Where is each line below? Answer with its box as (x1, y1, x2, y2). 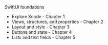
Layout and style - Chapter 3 (11, 24, 70, 30)
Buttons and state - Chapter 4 (11, 29, 72, 35)
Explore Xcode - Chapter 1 (11, 14, 65, 19)
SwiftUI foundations (4, 4, 44, 10)
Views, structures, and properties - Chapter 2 (11, 19, 104, 24)
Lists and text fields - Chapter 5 (11, 34, 76, 40)
